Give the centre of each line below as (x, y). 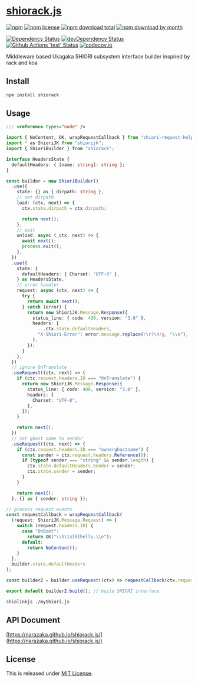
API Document (33, 620)
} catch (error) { (44, 307)
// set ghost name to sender (47, 439)
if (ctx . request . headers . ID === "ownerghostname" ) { (83, 449)
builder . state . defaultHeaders (48, 564)
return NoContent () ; (52, 548)
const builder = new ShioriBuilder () (52, 181)
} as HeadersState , (41, 280)
